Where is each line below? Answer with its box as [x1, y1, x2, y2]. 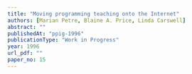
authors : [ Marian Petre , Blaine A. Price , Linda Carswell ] [7, 17, 186, 24]
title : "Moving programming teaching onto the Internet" [7, 10, 180, 18]
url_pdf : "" [7, 50, 43, 57]
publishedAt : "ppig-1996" [7, 30, 84, 37]
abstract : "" [7, 23, 46, 30]
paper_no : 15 [7, 56, 46, 63]
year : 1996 [7, 43, 40, 50]
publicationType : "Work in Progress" [7, 37, 119, 44]
